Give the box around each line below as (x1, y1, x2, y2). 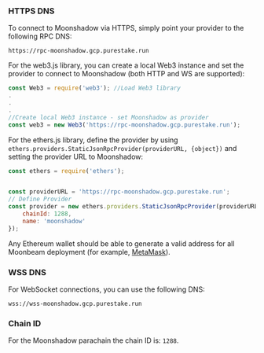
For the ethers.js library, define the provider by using (8, 135, 178, 145)
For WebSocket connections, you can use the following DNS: (8, 285, 206, 294)
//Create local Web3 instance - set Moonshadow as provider (8, 113, 210, 121)
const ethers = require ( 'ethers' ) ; (8, 167, 125, 175)
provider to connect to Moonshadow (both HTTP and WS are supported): (8, 69, 245, 79)
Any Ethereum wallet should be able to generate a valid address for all (8, 238, 235, 248)
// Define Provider (8, 195, 72, 204)
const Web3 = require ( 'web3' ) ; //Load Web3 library (8, 84, 181, 92)
